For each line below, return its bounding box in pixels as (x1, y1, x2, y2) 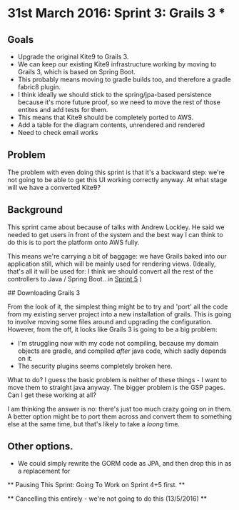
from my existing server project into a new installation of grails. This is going (7, 309, 232, 319)
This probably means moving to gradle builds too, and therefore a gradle (17, 75, 231, 84)
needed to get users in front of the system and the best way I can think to (7, 230, 223, 239)
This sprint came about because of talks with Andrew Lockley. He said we (7, 223, 225, 231)
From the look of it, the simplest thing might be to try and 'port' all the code (7, 302, 228, 311)
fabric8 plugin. (17, 83, 61, 91)
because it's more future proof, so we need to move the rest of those (17, 98, 221, 106)
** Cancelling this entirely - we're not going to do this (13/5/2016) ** (7, 494, 208, 503)
